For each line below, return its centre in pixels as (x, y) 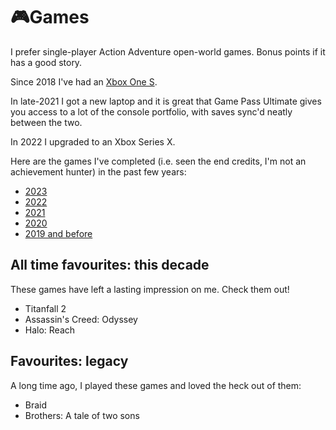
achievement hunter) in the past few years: (98, 171)
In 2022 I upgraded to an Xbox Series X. (93, 141)
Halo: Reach (50, 330)
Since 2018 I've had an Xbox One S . (84, 81)
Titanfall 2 (45, 308)
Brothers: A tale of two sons (82, 415)
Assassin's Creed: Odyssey (81, 319)
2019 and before (58, 233)
